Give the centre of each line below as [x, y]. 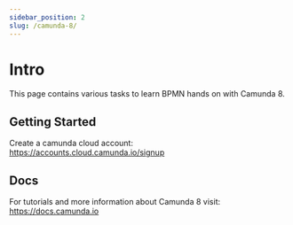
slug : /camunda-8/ [43, 26]
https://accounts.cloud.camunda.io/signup [87, 152]
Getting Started [53, 122]
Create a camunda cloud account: [71, 144]
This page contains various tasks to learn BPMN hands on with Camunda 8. [147, 94]
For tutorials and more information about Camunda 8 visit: [115, 202]
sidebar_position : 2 [48, 17]
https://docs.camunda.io [54, 211]
